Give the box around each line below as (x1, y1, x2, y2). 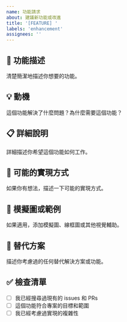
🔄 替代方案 (6, 240, 45, 251)
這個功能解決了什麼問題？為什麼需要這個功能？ (6, 109, 122, 116)
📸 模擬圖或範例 (6, 204, 61, 214)
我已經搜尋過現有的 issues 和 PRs (14, 294, 98, 301)
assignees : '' (6, 31, 42, 37)
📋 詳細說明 (6, 128, 49, 139)
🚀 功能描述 (6, 55, 45, 65)
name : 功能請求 (6, 8, 41, 15)
